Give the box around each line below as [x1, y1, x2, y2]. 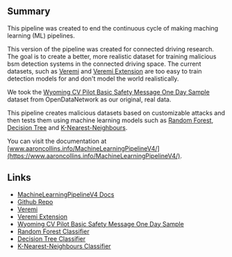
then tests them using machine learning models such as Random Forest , [7, 116, 214, 124]
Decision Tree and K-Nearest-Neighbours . [7, 123, 128, 131]
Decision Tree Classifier [17, 234, 86, 242]
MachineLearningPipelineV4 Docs [17, 190, 115, 199]
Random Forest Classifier [17, 227, 90, 235]
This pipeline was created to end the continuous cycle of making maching [7, 24, 219, 32]
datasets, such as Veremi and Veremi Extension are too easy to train [7, 67, 203, 75]
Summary [7, 6, 51, 17]
